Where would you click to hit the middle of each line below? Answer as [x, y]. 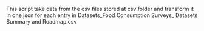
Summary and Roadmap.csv [42, 22]
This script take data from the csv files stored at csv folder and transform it [100, 9]
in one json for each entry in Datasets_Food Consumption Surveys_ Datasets [102, 15]
